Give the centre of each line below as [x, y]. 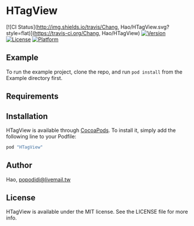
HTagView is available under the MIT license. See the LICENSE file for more [97, 212]
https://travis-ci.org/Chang [67, 33]
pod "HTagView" [25, 147]
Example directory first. [34, 78]
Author [19, 166]
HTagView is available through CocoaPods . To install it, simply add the [91, 130]
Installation [27, 116]
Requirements [32, 97]
